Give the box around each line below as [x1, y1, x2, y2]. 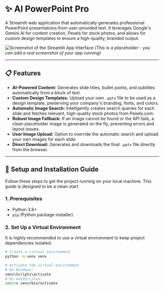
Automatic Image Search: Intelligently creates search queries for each [12, 105, 155, 111]
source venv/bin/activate [5, 281, 58, 286]
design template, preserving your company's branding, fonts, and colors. [12, 100, 159, 106]
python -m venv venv [5, 254, 47, 259]
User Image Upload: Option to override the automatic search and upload [12, 131, 159, 137]
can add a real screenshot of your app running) [5, 50, 101, 55]
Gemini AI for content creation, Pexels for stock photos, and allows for [5, 30, 146, 36]
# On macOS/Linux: [5, 276, 42, 281]
